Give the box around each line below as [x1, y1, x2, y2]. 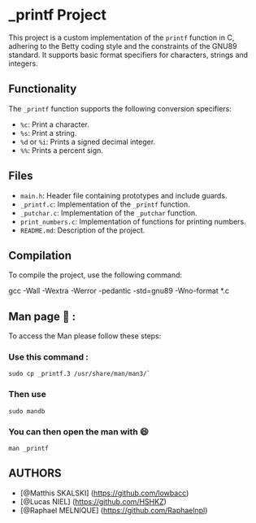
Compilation [8, 248, 72, 262]
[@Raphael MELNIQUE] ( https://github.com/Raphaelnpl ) [20, 505, 208, 515]
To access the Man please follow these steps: [8, 331, 162, 341]
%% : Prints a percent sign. [20, 145, 104, 155]
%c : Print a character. [20, 120, 89, 129]
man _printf [8, 445, 49, 453]
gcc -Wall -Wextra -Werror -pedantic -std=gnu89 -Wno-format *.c [8, 286, 230, 296]
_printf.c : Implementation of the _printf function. [20, 199, 191, 209]
